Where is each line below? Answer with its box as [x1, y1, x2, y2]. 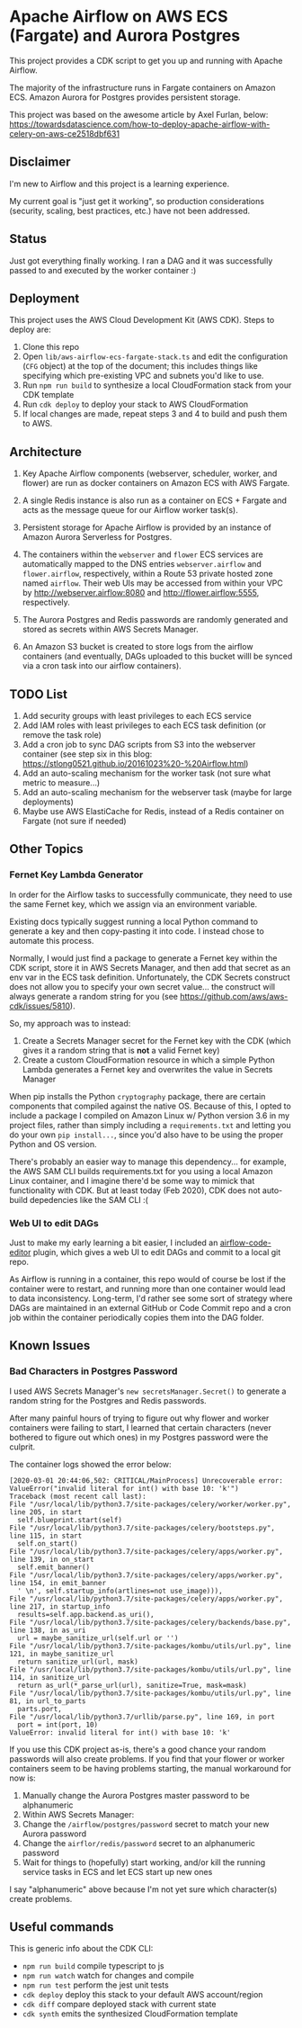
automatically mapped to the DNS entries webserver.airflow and [22, 559, 262, 570]
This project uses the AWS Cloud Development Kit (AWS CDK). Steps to [9, 315, 275, 326]
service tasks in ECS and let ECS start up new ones [22, 1866, 213, 1877]
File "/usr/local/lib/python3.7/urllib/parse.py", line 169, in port [9, 1712, 276, 1721]
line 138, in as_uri [9, 1626, 87, 1635]
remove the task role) [22, 730, 102, 740]
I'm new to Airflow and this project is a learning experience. [9, 178, 230, 189]
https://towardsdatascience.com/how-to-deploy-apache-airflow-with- [9, 119, 271, 130]
